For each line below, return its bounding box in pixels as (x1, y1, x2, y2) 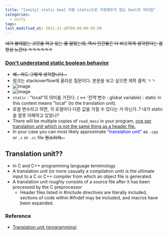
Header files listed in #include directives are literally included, (20, 189, 147, 195)
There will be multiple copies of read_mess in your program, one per (12, 118, 152, 124)
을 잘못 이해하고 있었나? (12, 112, 59, 118)
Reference (5, 212, 31, 219)
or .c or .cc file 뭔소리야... (12, 135, 65, 141)
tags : (5, 21, 17, 27)
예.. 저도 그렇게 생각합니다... (12, 71, 68, 78)
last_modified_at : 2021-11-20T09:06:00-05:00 (5, 26, 102, 31)
